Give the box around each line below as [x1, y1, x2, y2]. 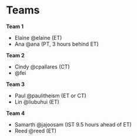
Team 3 [6, 80, 25, 88]
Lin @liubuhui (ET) [14, 98, 60, 105]
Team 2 [6, 52, 25, 59]
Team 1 [6, 23, 24, 30]
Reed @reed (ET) [14, 127, 57, 134]
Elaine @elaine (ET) [14, 34, 62, 41]
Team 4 [6, 110, 25, 117]
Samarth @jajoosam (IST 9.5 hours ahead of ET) [14, 121, 132, 128]
